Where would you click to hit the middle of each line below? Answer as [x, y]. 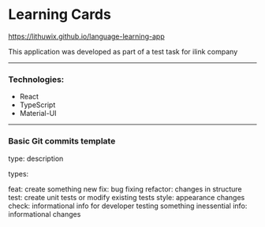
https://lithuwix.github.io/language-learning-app [86, 36]
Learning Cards [60, 15]
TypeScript [37, 105]
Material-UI [38, 113]
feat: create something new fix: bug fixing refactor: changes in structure [125, 189]
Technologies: [36, 79]
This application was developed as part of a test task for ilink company [123, 51]
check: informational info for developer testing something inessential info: [128, 206]
